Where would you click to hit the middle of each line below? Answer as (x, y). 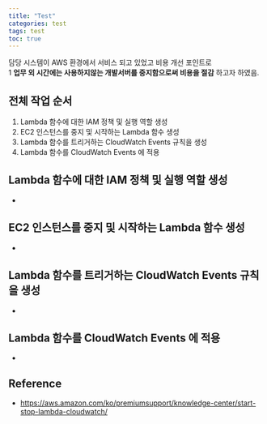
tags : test (27, 31)
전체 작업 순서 (40, 101)
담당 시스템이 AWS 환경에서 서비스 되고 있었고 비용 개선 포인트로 (110, 62)
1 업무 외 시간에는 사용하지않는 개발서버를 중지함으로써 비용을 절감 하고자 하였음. (134, 73)
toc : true (25, 39)
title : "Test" (32, 16)
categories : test (38, 24)
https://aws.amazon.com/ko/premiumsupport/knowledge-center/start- (138, 403)
